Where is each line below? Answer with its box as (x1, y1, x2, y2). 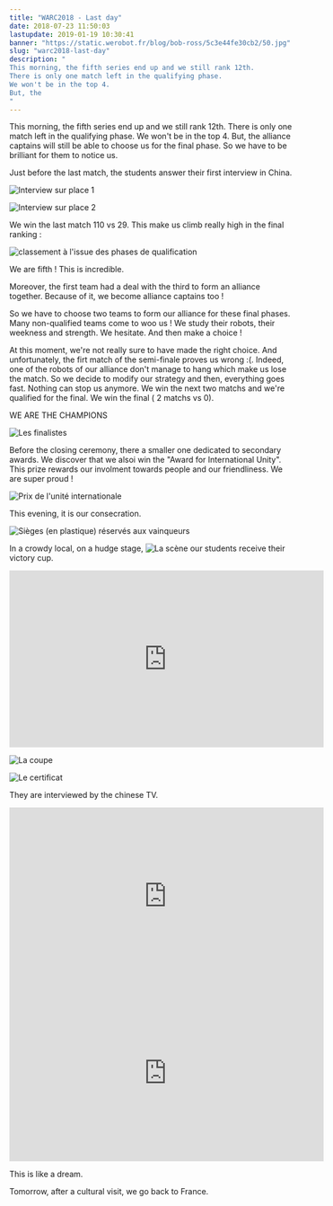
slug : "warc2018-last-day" (9, 47, 110, 56)
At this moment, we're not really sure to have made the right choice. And (9, 345, 277, 356)
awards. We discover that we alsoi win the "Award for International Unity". (9, 455, 282, 466)
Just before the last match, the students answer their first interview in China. (9, 167, 293, 178)
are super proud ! (9, 474, 74, 484)
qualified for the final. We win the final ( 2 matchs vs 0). (9, 393, 215, 403)
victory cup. (9, 553, 54, 563)
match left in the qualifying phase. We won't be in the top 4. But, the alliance (9, 131, 292, 142)
